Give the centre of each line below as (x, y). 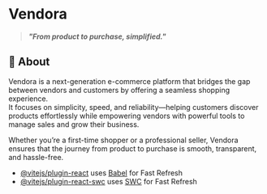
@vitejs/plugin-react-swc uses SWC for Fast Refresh (108, 181)
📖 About (29, 62)
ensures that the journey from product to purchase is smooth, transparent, (133, 148)
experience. (28, 99)
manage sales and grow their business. (74, 124)
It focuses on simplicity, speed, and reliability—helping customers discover (133, 107)
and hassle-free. (36, 157)
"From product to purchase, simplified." (97, 36)
